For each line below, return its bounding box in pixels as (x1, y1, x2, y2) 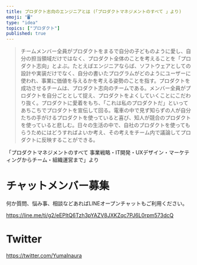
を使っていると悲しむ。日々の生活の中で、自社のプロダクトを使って (20, 122, 186, 129)
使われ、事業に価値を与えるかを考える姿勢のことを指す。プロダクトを (20, 77, 191, 85)
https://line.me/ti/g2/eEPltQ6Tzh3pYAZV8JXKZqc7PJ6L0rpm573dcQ (6, 212, 174, 219)
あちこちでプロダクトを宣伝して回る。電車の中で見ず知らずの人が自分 (20, 107, 192, 114)
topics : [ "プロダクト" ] (6, 25, 60, 31)
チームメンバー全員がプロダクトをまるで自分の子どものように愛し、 (20, 48, 186, 55)
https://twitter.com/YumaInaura (6, 252, 83, 259)
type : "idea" (6, 20, 38, 25)
